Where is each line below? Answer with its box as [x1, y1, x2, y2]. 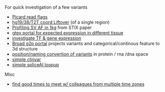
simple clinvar [12, 56, 41, 62]
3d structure [12, 46, 38, 51]
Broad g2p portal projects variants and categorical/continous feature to [12, 40, 160, 46]
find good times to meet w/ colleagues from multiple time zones [12, 81, 144, 87]
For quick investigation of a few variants [5, 4, 88, 10]
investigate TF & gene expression [12, 35, 81, 41]
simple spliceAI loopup [12, 62, 59, 67]
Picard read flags [12, 14, 48, 19]
